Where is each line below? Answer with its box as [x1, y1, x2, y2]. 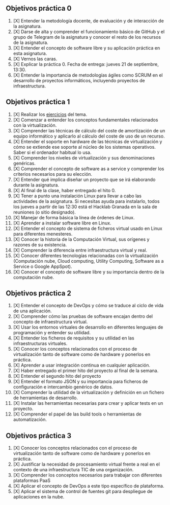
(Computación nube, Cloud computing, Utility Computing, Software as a [13, 258, 164, 264]
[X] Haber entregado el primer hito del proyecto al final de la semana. [13, 368, 159, 374]
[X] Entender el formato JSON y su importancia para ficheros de [13, 378, 148, 385]
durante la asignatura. [13, 181, 60, 188]
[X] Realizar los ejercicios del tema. [13, 111, 88, 117]
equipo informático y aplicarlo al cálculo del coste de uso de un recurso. [13, 133, 165, 139]
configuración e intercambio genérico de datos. [13, 384, 114, 390]
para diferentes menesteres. [13, 231, 73, 237]
